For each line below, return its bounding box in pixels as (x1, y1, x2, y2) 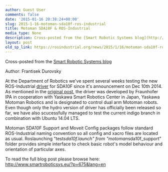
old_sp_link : (5, 45, 32, 50)
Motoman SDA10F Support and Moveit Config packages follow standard (5, 125, 153, 131)
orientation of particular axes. (5, 146, 66, 152)
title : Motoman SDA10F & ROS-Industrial (5, 26, 91, 31)
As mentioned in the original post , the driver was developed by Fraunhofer (5, 88, 158, 94)
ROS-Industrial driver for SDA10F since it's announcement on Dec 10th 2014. (5, 83, 162, 89)
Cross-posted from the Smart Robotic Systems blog (5, 58, 112, 64)
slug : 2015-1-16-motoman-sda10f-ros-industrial (5, 21, 106, 27)
